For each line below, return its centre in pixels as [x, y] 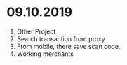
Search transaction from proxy [61, 38]
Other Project [36, 31]
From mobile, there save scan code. [68, 46]
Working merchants [45, 54]
